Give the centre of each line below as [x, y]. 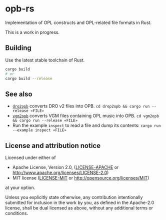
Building [18, 48]
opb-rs [20, 9]
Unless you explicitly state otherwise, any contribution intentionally [74, 197]
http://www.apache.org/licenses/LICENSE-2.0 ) [60, 172]
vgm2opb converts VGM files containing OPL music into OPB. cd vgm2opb [85, 116]
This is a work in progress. [32, 32]
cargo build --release [29, 78]
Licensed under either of [30, 157]
